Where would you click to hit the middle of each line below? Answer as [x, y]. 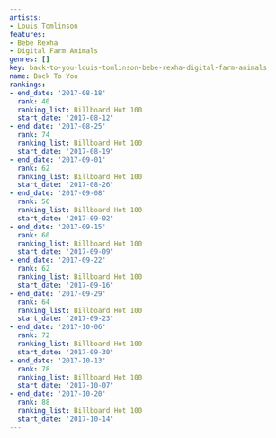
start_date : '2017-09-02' [66, 218]
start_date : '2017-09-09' [66, 252]
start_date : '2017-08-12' [66, 118]
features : [28, 34]
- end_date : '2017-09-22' [58, 260]
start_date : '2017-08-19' [66, 151]
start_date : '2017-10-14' [66, 419]
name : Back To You [44, 76]
